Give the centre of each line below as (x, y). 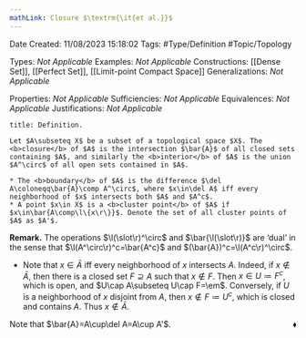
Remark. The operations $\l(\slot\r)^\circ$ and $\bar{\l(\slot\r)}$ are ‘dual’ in (153, 237)
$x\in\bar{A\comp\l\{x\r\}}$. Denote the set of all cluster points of (148, 212)
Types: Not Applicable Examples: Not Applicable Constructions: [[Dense (145, 61)
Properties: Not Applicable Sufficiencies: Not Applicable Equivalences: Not (149, 98)
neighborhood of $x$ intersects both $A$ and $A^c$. (112, 197)
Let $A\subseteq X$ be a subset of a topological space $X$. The (136, 141)
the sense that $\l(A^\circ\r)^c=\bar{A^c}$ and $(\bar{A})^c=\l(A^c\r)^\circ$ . (151, 247)
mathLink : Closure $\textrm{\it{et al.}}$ (91, 18)
